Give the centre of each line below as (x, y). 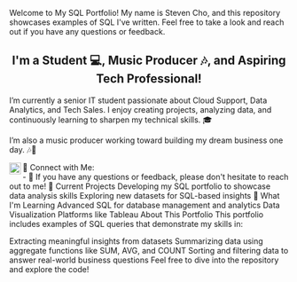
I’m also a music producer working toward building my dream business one (146, 140)
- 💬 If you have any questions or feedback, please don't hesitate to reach (156, 176)
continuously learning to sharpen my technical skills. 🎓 (111, 120)
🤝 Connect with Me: (59, 167)
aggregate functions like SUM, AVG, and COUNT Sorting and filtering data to (149, 250)
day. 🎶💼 (23, 149)
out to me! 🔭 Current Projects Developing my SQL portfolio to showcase (140, 186)
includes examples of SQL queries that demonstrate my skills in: (126, 223)
